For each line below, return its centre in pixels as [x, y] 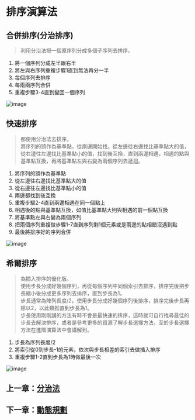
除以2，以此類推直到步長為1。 [56, 308]
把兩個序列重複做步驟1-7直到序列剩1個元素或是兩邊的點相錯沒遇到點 [96, 224]
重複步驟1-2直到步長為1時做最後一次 [58, 357]
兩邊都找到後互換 [35, 195]
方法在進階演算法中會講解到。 [56, 330]
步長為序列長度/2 [35, 342]
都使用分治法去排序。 [46, 139]
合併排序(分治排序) [40, 35]
